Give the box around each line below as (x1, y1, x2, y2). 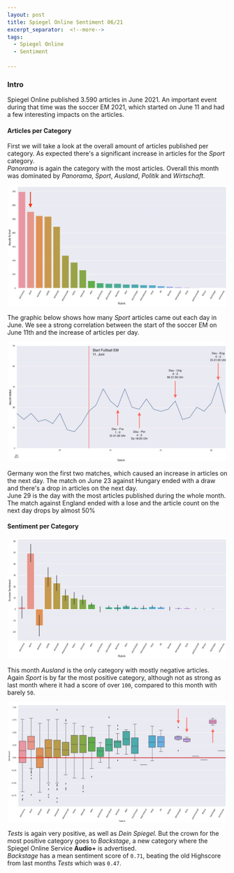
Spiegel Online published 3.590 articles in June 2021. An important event (7, 95, 217, 104)
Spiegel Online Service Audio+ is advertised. (7, 844, 137, 852)
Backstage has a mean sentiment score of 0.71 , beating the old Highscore (7, 851, 221, 860)
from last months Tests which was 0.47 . (7, 858, 122, 867)
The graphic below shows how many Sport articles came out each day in (7, 314, 217, 322)
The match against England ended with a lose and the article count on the (7, 498, 220, 507)
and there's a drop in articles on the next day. (7, 484, 138, 492)
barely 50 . (7, 688, 36, 697)
